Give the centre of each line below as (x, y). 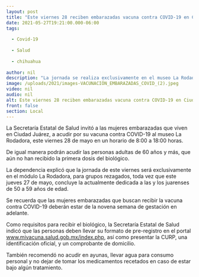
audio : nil (20, 95)
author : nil (21, 73)
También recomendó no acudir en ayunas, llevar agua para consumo (90, 255)
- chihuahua (26, 61)
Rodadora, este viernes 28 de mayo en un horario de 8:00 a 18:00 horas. (95, 141)
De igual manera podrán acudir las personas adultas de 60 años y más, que (98, 152)
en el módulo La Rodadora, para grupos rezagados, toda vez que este (91, 177)
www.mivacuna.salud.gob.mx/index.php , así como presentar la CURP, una (97, 237)
